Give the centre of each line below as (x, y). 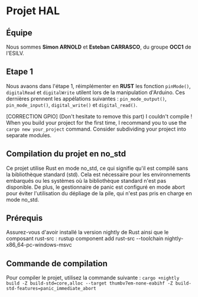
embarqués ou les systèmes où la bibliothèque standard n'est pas (86, 180)
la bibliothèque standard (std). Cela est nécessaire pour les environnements (98, 174)
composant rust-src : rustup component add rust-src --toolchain (85, 238)
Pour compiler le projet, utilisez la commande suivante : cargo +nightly (93, 278)
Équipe (19, 33)
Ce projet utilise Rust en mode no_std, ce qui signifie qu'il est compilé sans (97, 168)
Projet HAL (33, 11)
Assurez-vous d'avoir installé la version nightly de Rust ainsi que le (87, 233)
